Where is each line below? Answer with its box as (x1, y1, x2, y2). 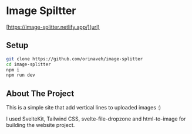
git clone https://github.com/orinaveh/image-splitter (6, 56, 143, 62)
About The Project (6, 88, 75, 98)
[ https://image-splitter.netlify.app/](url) (6, 23, 100, 30)
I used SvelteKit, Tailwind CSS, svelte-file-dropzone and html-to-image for (6, 115, 186, 122)
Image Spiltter (6, 4, 76, 18)
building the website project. (6, 122, 75, 129)
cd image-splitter (6, 61, 51, 67)
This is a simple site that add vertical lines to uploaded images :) (6, 104, 161, 111)
